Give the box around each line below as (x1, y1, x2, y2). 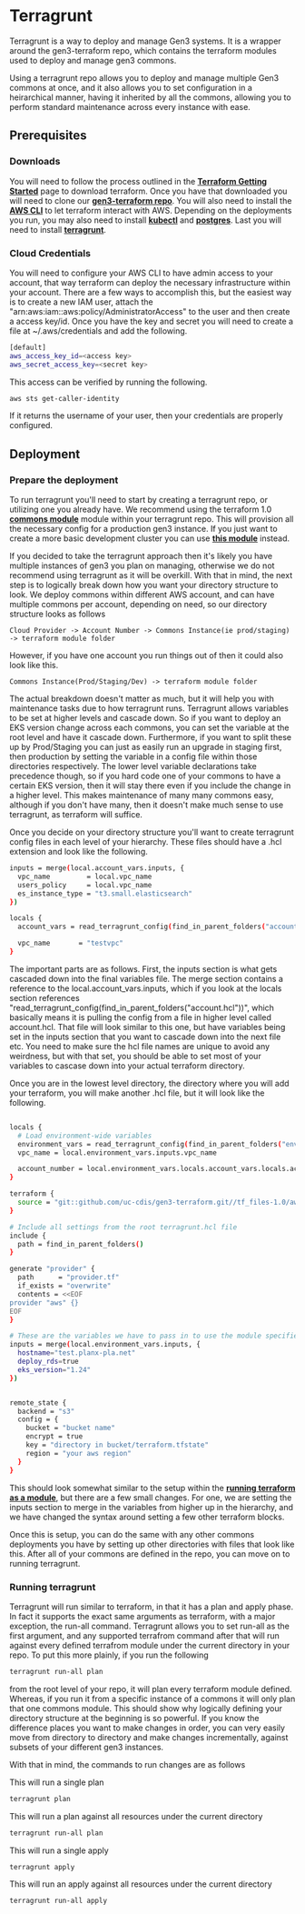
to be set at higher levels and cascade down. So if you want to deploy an (9, 713, 281, 724)
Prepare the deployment (9, 474, 119, 486)
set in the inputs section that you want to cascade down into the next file (9, 1031, 281, 1042)
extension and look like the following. (9, 847, 148, 857)
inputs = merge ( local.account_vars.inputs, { (9, 864, 184, 873)
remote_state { (9, 1398, 67, 1408)
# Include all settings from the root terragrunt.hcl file (9, 1222, 238, 1232)
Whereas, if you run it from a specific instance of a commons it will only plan (9, 1693, 296, 1704)
